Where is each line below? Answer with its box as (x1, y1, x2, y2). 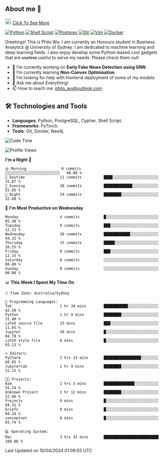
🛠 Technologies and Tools (5, 102, 87, 111)
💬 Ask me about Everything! (12, 80, 69, 86)
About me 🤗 (5, 5, 42, 13)
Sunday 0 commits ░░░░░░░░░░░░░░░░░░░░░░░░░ (5, 266, 159, 271)
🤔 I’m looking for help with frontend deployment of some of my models (12, 74, 155, 80)
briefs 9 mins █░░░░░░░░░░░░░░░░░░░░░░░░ (5, 407, 159, 412)
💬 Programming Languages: (5, 299, 58, 304)
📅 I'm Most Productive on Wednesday (5, 205, 83, 211)
